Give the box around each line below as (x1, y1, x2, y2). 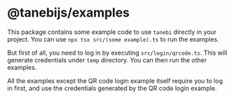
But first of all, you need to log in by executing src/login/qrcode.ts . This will (7, 48, 227, 57)
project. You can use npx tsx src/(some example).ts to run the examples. (7, 35, 220, 43)
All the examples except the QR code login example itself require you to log (7, 76, 223, 84)
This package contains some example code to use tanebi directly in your (7, 28, 217, 36)
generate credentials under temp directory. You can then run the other (7, 55, 207, 64)
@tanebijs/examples (7, 5, 130, 21)
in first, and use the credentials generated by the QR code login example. (7, 84, 218, 92)
